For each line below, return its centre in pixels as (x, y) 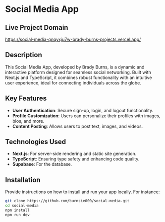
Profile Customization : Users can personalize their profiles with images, (86, 116)
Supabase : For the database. (42, 164)
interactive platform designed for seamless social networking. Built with (78, 72)
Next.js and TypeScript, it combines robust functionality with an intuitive (79, 77)
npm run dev (17, 215)
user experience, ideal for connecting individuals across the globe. (73, 82)
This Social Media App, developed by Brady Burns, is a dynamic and (75, 67)
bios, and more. (28, 121)
